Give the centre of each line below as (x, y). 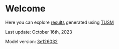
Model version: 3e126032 (31, 41)
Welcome (25, 9)
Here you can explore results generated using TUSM (59, 22)
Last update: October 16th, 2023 (39, 32)
